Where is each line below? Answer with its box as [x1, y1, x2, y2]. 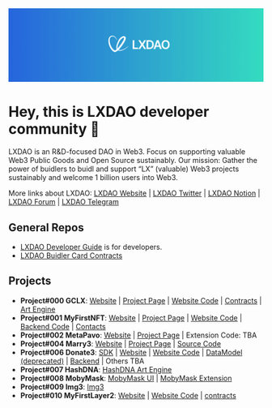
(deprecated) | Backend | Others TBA [19, 356, 145, 366]
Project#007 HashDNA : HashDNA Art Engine [19, 364, 172, 374]
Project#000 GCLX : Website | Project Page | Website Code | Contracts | [19, 295, 262, 305]
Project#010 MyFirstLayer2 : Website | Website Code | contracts [19, 390, 236, 400]
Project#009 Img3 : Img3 [19, 381, 104, 392]
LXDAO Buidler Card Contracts [19, 251, 123, 260]
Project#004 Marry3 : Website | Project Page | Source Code [19, 338, 221, 348]
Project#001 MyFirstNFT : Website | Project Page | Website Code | [19, 312, 243, 323]
